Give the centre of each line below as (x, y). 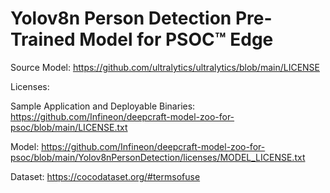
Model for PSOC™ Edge (176, 39)
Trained (43, 39)
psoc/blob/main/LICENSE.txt (69, 127)
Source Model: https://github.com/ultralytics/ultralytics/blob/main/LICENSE (165, 67)
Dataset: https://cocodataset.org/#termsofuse (105, 176)
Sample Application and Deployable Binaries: (103, 106)
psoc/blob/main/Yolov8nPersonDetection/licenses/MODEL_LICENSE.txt (158, 157)
